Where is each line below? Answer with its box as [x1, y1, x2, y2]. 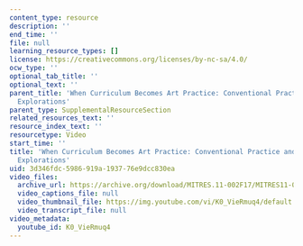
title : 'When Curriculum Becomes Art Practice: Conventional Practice [9, 147, 280, 156]
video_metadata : [9, 214, 70, 223]
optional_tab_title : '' [9, 72, 99, 81]
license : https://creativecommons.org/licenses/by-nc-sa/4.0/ [9, 55, 248, 64]
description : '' [9, 22, 70, 31]
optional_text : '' [9, 80, 78, 89]
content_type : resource [9, 13, 99, 23]
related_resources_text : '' [9, 114, 115, 123]
